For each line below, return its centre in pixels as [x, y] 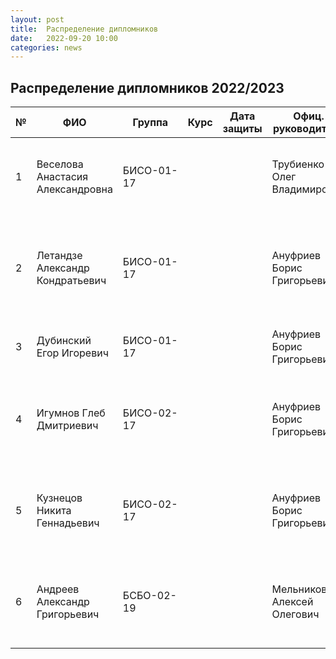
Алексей [292, 602]
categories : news [46, 47]
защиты [242, 129]
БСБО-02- [149, 596]
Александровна [74, 189]
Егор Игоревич [72, 353]
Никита [54, 511]
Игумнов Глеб [71, 413]
